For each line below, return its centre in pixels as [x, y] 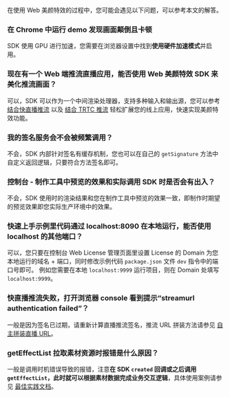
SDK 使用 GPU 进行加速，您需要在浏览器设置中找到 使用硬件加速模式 [104, 46]
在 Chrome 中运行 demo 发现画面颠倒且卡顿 [80, 30]
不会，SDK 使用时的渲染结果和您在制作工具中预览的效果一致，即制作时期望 [114, 198]
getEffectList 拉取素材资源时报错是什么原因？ [83, 353]
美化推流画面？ [32, 85]
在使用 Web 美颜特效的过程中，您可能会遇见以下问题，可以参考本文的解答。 [115, 10]
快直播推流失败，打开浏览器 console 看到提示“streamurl [101, 298]
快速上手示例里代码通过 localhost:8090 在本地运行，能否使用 [109, 226]
